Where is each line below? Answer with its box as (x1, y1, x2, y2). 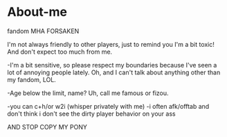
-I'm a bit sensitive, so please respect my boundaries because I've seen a (7, 61, 217, 69)
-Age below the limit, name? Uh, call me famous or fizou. (7, 89, 169, 97)
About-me (7, 4, 68, 20)
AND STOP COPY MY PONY (7, 123, 88, 131)
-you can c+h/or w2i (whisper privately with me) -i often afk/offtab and (7, 102, 210, 110)
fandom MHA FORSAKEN (7, 27, 80, 35)
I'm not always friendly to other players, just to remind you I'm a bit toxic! (7, 40, 215, 48)
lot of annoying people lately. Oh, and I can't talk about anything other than (7, 68, 221, 76)
